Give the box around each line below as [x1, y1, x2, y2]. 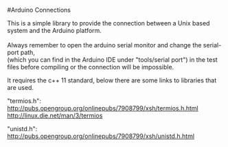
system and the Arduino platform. [7, 27, 102, 34]
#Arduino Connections [7, 6, 71, 14]
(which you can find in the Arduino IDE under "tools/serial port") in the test [7, 56, 218, 64]
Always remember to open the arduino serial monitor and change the [7, 41, 202, 49]
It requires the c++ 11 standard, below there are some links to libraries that [7, 76, 217, 84]
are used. [7, 84, 34, 91]
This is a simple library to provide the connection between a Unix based [7, 19, 210, 27]
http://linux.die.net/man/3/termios [7, 111, 103, 120]
